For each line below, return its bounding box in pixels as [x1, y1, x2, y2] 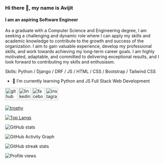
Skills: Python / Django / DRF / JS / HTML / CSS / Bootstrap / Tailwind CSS [5, 68, 156, 74]
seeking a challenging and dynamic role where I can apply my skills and [5, 33, 151, 39]
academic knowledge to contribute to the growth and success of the [5, 38, 144, 44]
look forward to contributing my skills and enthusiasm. [5, 59, 115, 65]
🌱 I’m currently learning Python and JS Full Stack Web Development [12, 78, 150, 84]
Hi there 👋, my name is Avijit [5, 4, 73, 11]
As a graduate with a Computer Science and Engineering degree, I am [5, 28, 147, 33]
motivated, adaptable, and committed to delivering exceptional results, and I [5, 54, 159, 60]
